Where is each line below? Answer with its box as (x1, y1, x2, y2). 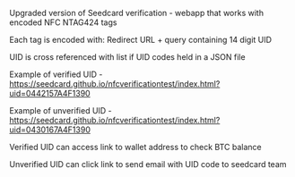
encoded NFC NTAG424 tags (9, 17, 117, 28)
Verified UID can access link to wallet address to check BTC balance (9, 142, 262, 152)
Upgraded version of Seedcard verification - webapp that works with (9, 8, 265, 18)
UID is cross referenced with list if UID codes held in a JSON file (9, 52, 246, 62)
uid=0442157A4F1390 (9, 88, 91, 98)
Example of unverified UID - (9, 105, 112, 115)
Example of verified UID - (9, 69, 103, 80)
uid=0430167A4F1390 (9, 124, 91, 135)
